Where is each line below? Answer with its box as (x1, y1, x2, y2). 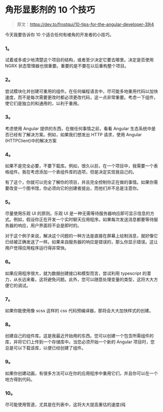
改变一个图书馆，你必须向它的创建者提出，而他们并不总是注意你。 (9, 185, 141, 191)
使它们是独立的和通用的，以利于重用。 (5, 100, 81, 106)
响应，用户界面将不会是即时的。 (17, 222, 81, 228)
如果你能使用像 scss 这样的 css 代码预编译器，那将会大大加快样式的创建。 (5, 308, 154, 314)
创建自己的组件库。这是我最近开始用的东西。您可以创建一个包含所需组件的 (5, 333, 154, 339)
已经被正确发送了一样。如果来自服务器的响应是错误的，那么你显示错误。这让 (5, 239, 158, 245)
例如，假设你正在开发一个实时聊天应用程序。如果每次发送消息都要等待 (13, 217, 154, 222)
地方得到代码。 (5, 376, 35, 382)
